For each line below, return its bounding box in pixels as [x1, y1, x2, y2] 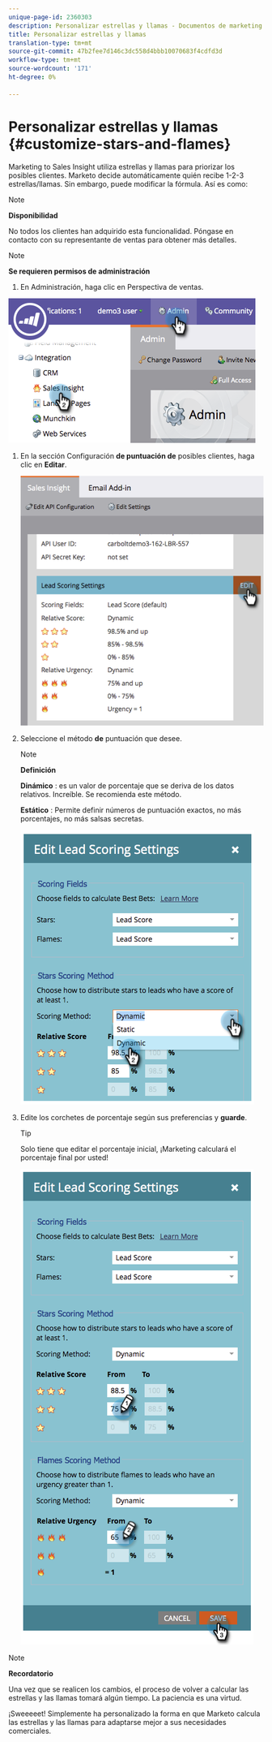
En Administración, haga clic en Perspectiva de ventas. [19, 282, 204, 291]
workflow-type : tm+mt [8, 56, 82, 64]
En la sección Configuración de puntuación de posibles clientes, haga [19, 451, 255, 460]
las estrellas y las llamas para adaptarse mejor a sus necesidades [8, 1717, 227, 1727]
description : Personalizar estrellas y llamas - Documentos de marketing [8, 21, 263, 30]
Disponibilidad [8, 210, 58, 220]
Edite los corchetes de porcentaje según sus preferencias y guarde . [19, 1112, 248, 1122]
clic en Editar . [19, 459, 67, 469]
